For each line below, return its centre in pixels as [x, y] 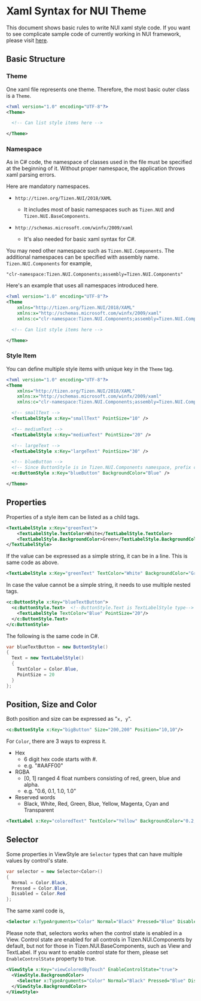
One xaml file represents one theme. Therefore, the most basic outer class [98, 89]
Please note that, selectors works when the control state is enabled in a [94, 933]
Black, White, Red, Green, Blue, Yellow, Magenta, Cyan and [96, 804]
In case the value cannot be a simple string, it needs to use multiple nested [98, 585]
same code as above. [33, 562]
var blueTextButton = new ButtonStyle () [57, 647]
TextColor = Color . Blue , [48, 669]
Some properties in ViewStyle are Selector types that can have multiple [95, 854]
